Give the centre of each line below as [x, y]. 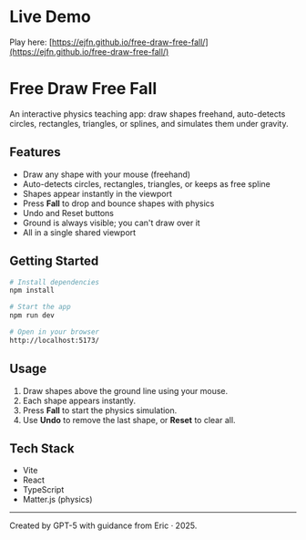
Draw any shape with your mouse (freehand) [107, 174]
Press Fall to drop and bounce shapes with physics [118, 203]
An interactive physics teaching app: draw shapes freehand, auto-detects [148, 114]
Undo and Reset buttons [68, 213]
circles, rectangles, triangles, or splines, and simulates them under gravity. [149, 123]
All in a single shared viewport [79, 232]
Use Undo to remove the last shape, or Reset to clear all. [129, 420]
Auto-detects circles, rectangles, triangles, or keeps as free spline [146, 183]
